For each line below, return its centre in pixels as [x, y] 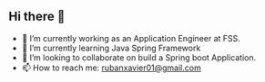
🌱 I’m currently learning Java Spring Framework [111, 48]
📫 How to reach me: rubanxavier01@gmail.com [111, 68]
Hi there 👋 [37, 17]
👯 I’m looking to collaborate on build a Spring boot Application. [139, 57]
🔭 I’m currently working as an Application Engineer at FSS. [131, 38]
